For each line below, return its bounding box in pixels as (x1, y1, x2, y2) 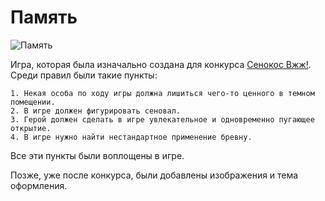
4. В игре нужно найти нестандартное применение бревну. (10, 132, 253, 142)
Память (10, 6, 78, 29)
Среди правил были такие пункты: (10, 69, 158, 81)
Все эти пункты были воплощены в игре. (10, 149, 185, 161)
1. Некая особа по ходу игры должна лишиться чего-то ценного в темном (10, 88, 315, 98)
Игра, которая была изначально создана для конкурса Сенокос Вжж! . (10, 58, 312, 70)
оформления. (10, 179, 68, 191)
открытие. (10, 123, 52, 133)
